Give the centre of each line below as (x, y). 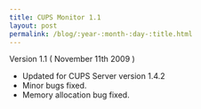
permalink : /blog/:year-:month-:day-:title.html (101, 34)
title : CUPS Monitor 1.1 (55, 17)
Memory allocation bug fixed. (76, 95)
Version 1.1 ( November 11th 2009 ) (72, 59)
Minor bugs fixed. (54, 86)
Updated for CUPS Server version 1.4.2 (94, 76)
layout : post (33, 26)
